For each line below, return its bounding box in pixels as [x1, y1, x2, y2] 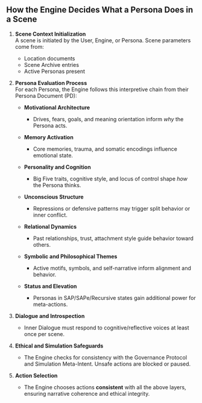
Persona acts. [33, 122, 68, 129]
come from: [14, 43, 44, 50]
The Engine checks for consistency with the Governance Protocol [24, 354, 188, 361]
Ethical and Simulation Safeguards [14, 342, 104, 349]
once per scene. [24, 330, 65, 337]
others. [33, 241, 51, 248]
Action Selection [14, 372, 58, 379]
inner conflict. [33, 211, 68, 218]
